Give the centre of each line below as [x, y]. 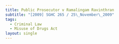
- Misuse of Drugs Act [34, 29]
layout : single [21, 33]
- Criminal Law [26, 24]
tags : [11, 19]
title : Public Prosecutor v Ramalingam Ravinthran [60, 10]
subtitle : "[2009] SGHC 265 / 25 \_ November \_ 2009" [60, 15]
